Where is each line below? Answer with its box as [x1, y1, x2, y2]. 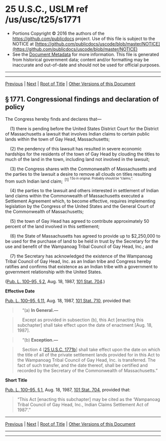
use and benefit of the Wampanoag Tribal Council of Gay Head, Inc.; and [5, 244, 153, 249]
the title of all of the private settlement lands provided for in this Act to [17, 352, 160, 358]
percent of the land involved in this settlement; [5, 224, 100, 230]
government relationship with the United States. [5, 269, 102, 275]
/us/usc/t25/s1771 [5, 14, 81, 25]
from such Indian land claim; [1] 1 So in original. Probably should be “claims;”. [5, 176, 133, 184]
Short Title [5, 377, 28, 383]
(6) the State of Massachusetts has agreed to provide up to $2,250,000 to [9, 233, 161, 239]
